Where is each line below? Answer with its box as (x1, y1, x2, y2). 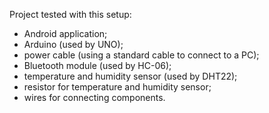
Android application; (23, 28, 108, 39)
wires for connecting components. (23, 92, 166, 103)
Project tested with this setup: (9, 9, 132, 20)
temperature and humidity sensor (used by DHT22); (23, 70, 238, 82)
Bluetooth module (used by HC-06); (23, 60, 172, 71)
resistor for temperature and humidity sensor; (23, 81, 212, 93)
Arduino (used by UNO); (23, 39, 124, 50)
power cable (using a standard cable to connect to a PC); (23, 49, 260, 61)
